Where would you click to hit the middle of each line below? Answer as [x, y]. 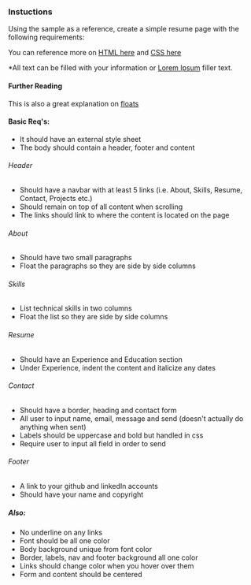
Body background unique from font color [85, 549]
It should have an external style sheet [80, 139]
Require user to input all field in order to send [93, 443]
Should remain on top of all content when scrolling [101, 207]
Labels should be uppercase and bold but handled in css [111, 435]
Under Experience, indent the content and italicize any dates [118, 367]
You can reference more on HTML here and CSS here [95, 53]
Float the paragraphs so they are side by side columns [108, 266]
